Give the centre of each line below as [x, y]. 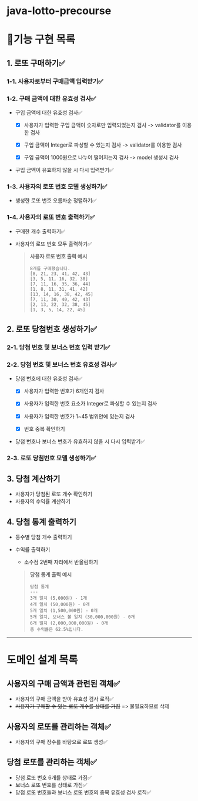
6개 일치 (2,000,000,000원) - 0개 [69, 623]
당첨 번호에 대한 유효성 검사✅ [49, 378]
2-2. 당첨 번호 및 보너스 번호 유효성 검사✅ [62, 365]
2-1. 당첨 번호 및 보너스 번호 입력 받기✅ [58, 347]
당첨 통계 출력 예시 [51, 574]
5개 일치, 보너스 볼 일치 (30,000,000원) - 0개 [82, 617]
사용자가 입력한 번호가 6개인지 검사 [64, 391]
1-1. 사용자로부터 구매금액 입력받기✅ [55, 81]
